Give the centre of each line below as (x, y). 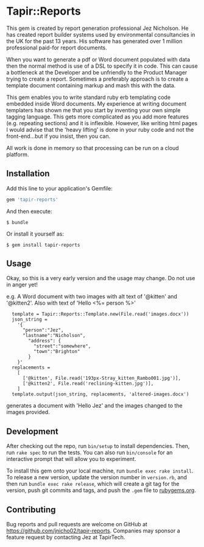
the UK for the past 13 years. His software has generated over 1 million (94, 41)
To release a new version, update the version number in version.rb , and (97, 477)
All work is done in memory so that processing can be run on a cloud (93, 148)
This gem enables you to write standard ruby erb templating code (89, 97)
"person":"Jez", (43, 330)
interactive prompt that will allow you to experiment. (71, 459)
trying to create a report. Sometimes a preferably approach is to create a (97, 79)
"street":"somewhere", (62, 346)
